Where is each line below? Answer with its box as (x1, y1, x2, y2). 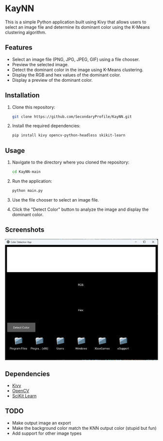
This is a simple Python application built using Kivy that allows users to (5, 19, 147, 25)
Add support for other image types (12, 430, 81, 436)
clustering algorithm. (5, 29, 47, 35)
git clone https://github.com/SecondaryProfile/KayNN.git (12, 114, 132, 119)
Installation (5, 91, 40, 100)
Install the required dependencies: (12, 123, 81, 129)
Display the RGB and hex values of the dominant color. (12, 72, 121, 78)
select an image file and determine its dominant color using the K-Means (5, 24, 150, 30)
